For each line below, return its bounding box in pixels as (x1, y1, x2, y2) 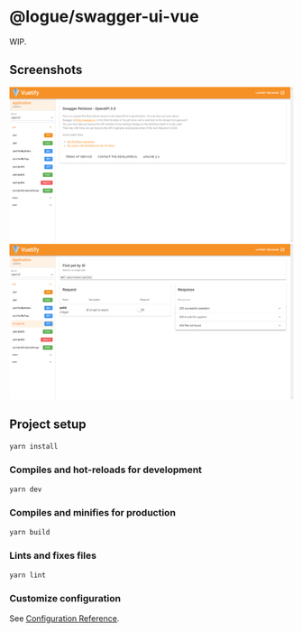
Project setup (9, 417, 87, 433)
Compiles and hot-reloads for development (9, 463, 203, 476)
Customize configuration (9, 592, 122, 605)
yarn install (9, 442, 59, 451)
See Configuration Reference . (9, 612, 120, 624)
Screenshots (9, 62, 83, 78)
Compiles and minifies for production (9, 506, 176, 518)
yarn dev (9, 485, 42, 494)
